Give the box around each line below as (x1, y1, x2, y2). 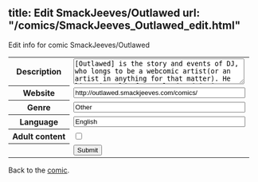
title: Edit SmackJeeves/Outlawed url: (8, 6, 201, 20)
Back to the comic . (8, 165, 70, 175)
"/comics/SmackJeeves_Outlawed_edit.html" (8, 19, 241, 33)
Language (19, 117, 58, 128)
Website (22, 88, 56, 99)
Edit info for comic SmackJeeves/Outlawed (8, 40, 150, 49)
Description (16, 66, 62, 77)
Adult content (12, 131, 66, 142)
